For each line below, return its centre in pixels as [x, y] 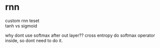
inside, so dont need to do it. [34, 40]
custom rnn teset [22, 21]
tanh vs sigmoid [21, 25]
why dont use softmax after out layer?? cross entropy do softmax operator [80, 35]
